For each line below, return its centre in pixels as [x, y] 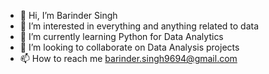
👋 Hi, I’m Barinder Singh [68, 15]
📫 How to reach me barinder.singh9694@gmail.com [128, 58]
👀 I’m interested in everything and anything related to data [139, 26]
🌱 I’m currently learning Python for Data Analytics [121, 36]
